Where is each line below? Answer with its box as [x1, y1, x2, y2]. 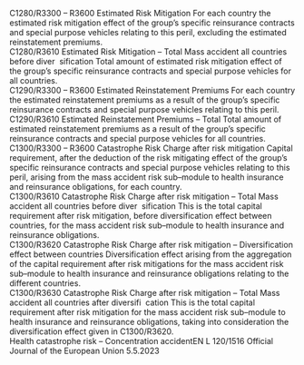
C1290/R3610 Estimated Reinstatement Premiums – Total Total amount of [9, 113, 282, 124]
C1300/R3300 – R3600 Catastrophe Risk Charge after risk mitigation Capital [9, 143, 293, 153]
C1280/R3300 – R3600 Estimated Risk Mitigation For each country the [9, 8, 271, 18]
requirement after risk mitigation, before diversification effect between [9, 211, 272, 221]
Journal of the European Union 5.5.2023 [9, 345, 161, 356]
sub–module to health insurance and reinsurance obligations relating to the [9, 268, 289, 279]
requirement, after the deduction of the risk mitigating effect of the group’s [9, 153, 288, 163]
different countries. [9, 278, 82, 289]
